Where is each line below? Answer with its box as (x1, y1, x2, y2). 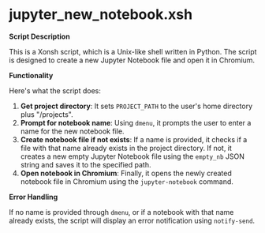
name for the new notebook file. (20, 126, 125, 136)
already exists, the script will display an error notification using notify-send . (9, 216, 256, 225)
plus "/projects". (20, 109, 73, 119)
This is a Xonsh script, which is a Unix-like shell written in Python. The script (9, 47, 257, 56)
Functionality (9, 70, 54, 80)
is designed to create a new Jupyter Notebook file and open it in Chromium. (9, 55, 256, 65)
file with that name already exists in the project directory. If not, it (20, 143, 232, 152)
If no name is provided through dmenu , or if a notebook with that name (9, 207, 234, 216)
